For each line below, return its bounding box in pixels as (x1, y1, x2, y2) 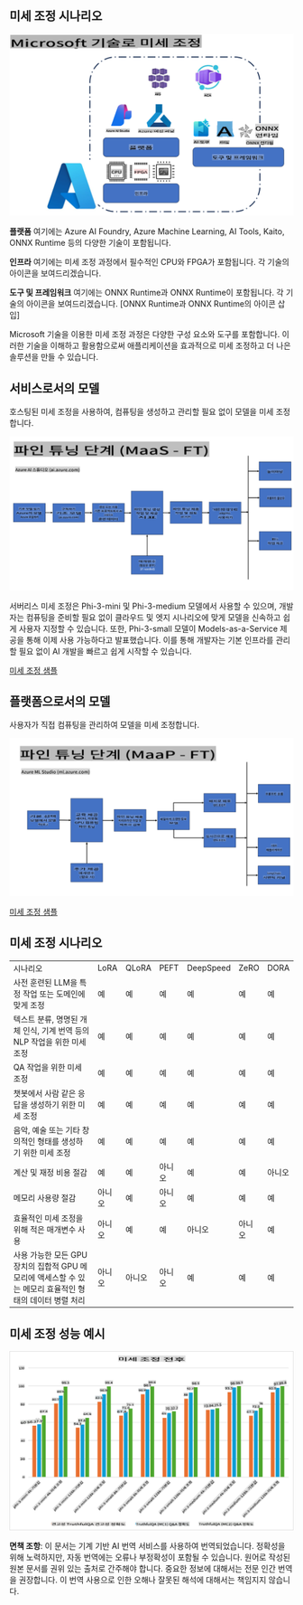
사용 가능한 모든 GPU (13, 1249, 88, 1260)
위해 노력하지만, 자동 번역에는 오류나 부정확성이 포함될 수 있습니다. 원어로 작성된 (9, 1552, 291, 1563)
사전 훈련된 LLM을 (13, 977, 78, 987)
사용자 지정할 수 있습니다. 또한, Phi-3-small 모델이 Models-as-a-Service (18, 623, 278, 634)
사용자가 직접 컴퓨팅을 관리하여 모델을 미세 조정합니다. (9, 720, 200, 731)
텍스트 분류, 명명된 (13, 1014, 78, 1024)
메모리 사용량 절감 (13, 1193, 77, 1204)
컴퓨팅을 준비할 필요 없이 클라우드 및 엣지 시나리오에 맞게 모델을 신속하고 (25, 611, 281, 622)
